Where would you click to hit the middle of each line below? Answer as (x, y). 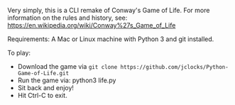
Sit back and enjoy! (46, 88)
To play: (19, 53)
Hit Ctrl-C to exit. (42, 95)
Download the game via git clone (67, 66)
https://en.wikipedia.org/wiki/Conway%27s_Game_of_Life (92, 25)
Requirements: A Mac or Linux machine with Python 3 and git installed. (111, 39)
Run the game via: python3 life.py (67, 80)
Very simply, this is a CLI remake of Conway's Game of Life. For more (109, 10)
